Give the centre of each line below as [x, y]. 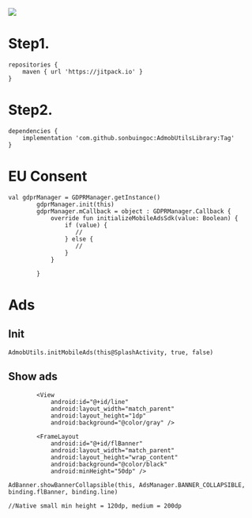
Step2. [30, 110]
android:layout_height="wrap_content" [114, 457]
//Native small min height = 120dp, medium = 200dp [95, 506]
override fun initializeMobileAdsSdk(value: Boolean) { [144, 218]
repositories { [33, 65]
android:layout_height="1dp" [98, 416]
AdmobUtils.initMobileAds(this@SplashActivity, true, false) [111, 352]
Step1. [29, 44]
